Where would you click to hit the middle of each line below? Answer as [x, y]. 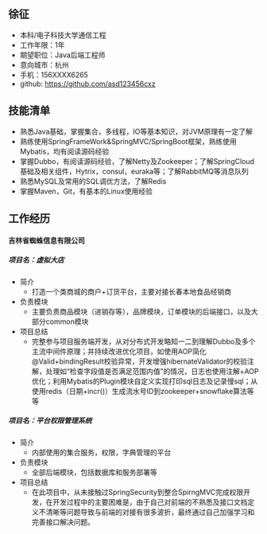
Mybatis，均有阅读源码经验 [64, 151]
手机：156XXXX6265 [54, 75]
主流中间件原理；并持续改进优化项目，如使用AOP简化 [119, 351]
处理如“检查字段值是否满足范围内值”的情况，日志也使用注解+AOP [153, 371]
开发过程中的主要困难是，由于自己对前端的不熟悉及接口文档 [150, 502]
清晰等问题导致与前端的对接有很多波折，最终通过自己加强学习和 [150, 512]
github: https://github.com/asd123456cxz [88, 84]
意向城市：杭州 [44, 64]
